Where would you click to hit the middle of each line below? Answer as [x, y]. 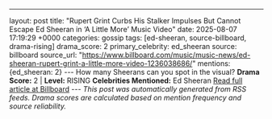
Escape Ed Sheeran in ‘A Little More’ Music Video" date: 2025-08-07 [123, 29]
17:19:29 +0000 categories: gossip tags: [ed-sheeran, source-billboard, [128, 38]
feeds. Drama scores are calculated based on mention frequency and [126, 98]
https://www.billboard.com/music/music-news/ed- [166, 55]
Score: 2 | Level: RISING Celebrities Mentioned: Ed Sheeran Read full [126, 80]
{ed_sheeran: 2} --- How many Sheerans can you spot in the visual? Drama [135, 72]
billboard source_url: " [46, 55]
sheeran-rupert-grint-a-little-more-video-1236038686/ [101, 64]
